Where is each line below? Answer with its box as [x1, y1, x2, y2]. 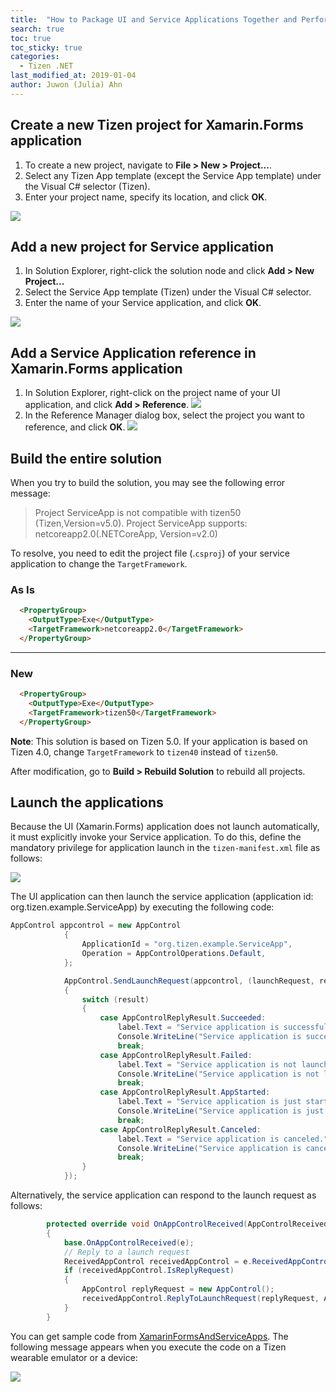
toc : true [10, 33, 52, 43]
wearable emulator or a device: [10, 1351, 138, 1363]
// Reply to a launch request [63, 1247, 190, 1257]
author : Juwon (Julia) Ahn [10, 80, 123, 90]
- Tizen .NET [19, 61, 74, 71]
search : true [10, 24, 65, 34]
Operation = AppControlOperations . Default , [81, 949, 267, 959]
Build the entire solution [10, 450, 163, 467]
